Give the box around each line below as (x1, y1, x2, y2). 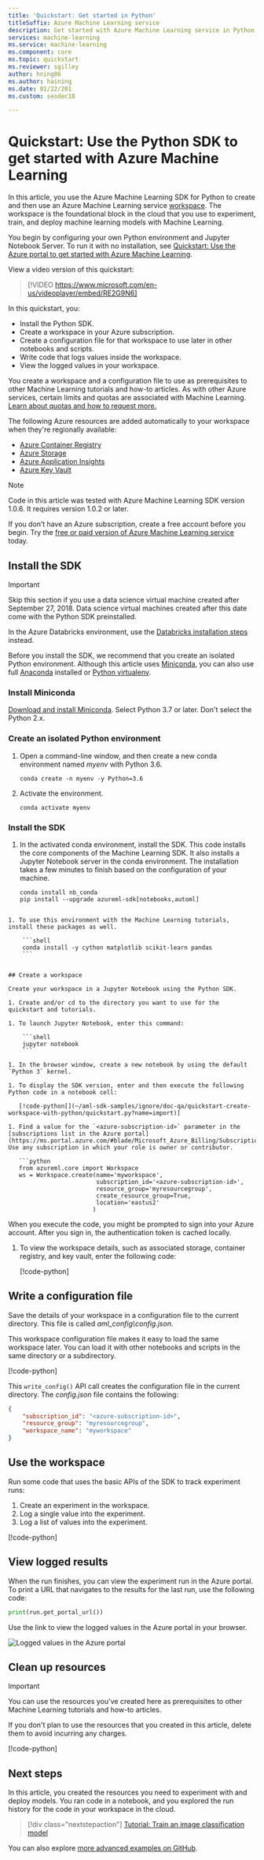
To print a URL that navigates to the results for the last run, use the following (8, 1584, 255, 1594)
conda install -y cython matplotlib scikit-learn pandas (22, 943, 213, 952)
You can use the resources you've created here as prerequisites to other (8, 1697, 243, 1706)
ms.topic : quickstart (8, 56, 79, 64)
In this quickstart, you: (8, 304, 80, 314)
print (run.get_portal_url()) (8, 1608, 104, 1616)
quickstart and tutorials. (8, 1005, 97, 1013)
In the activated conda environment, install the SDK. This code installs (19, 840, 246, 849)
